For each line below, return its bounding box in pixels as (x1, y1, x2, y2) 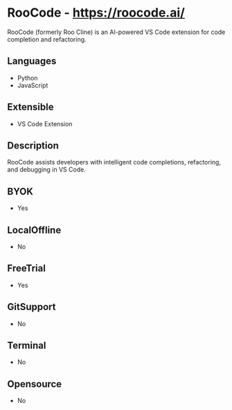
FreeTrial (7, 262, 46, 275)
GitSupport (7, 301, 56, 313)
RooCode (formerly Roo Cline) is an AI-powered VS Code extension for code (7, 28, 226, 36)
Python (17, 74, 38, 82)
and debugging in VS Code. (7, 165, 87, 174)
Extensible (7, 101, 54, 113)
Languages (7, 55, 57, 67)
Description (7, 139, 59, 151)
